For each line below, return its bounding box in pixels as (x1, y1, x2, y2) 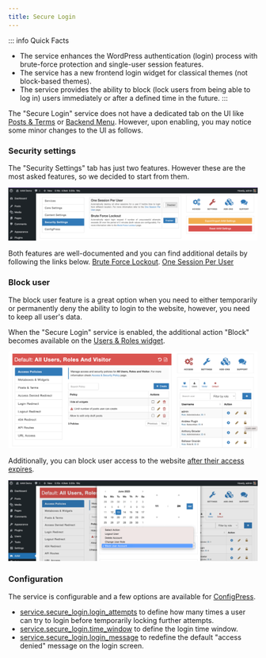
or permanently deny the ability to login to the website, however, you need (8, 303, 251, 313)
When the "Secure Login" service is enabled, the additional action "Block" (8, 327, 249, 337)
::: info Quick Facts (8, 36, 70, 45)
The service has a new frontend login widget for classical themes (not (19, 67, 248, 77)
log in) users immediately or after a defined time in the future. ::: (19, 93, 228, 102)
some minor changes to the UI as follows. (8, 125, 144, 135)
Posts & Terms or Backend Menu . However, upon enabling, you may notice (8, 117, 252, 126)
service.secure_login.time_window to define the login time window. (19, 624, 239, 633)
